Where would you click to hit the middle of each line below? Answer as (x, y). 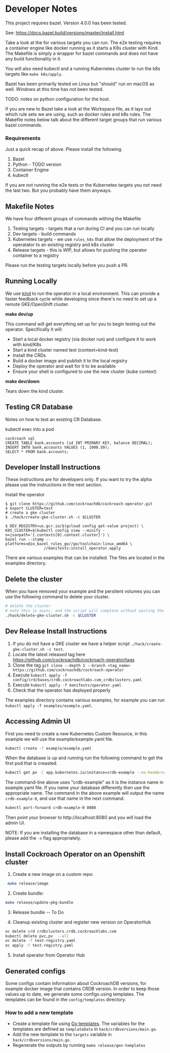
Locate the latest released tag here (49, 654)
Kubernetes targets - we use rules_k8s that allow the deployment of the (88, 240)
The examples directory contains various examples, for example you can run (85, 700)
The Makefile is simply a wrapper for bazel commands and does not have (82, 53)
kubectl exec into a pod (30, 429)
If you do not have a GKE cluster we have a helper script (71, 643)
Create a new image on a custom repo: (53, 874)
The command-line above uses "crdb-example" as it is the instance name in (84, 783)
